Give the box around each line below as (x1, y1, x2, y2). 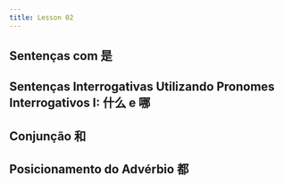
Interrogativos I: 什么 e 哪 (9, 96, 151, 111)
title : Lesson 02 (9, 13, 74, 22)
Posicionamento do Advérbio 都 (9, 162, 189, 177)
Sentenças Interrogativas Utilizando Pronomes (9, 79, 275, 95)
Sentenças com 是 (9, 48, 113, 63)
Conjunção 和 (9, 129, 87, 144)
